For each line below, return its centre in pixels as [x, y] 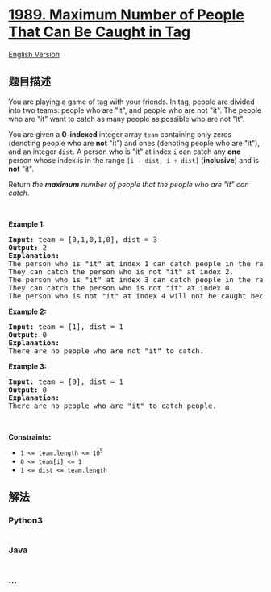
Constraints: [30, 436]
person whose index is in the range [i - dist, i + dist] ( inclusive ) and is [134, 160]
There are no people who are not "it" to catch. [106, 351]
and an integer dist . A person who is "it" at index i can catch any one [125, 152]
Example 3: [27, 366]
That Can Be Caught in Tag [100, 32]
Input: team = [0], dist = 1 [66, 381]
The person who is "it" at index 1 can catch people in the [130, 263]
